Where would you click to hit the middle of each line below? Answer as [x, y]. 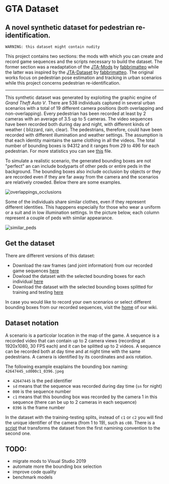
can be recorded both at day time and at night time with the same [73, 351]
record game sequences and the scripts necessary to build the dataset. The [84, 62]
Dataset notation [32, 323]
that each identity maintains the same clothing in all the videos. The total [80, 140]
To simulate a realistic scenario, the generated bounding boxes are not [78, 161]
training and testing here [38, 292]
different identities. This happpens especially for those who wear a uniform [83, 207]
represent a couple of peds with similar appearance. [59, 218]
